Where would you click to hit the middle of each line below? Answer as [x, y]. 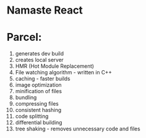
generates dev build [39, 54]
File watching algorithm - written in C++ [64, 73]
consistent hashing [38, 110]
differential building [39, 123]
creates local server [39, 60]
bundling [26, 97]
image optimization [38, 85]
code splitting [32, 116]
